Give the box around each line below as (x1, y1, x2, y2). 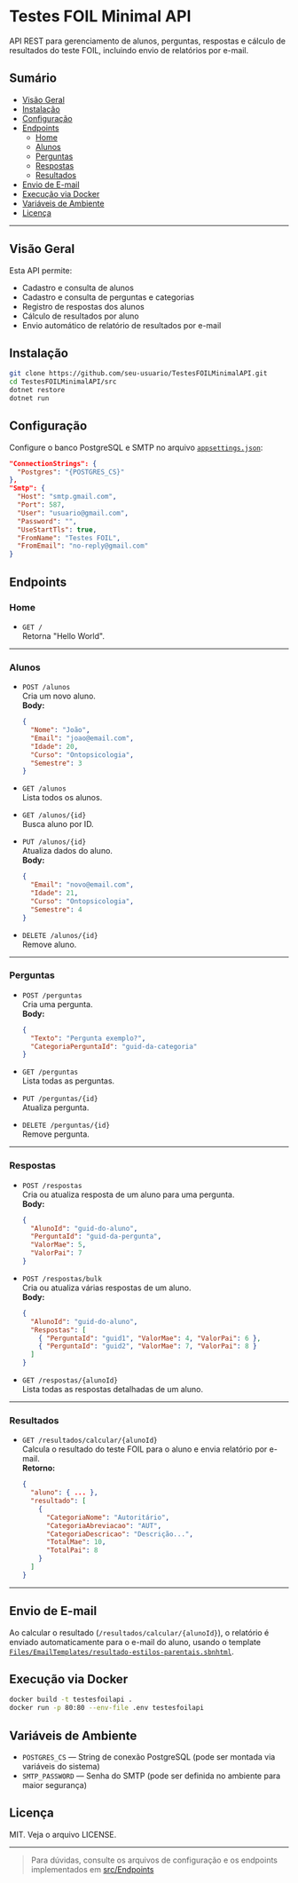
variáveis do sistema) (21, 1761, 100, 1771)
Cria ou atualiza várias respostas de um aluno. (21, 1282, 192, 1293)
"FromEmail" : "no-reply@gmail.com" (17, 541, 149, 551)
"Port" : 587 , (17, 500, 66, 509)
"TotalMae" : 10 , (45, 1538, 106, 1547)
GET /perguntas (21, 1068, 79, 1077)
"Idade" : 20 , (30, 742, 79, 751)
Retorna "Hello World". (21, 630, 105, 641)
